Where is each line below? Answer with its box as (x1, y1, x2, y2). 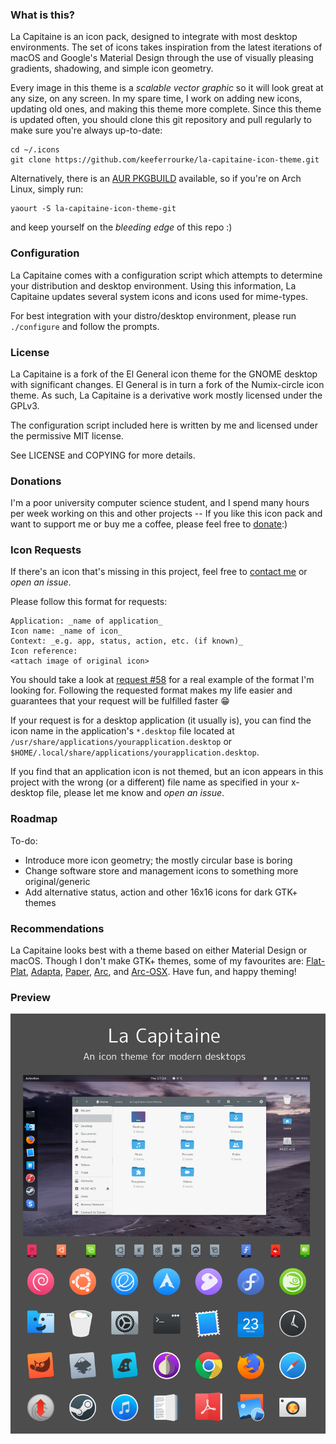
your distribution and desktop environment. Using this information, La (10, 279, 297, 292)
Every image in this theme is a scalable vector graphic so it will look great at (10, 82, 324, 94)
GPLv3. (10, 399, 40, 412)
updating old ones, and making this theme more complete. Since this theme (10, 103, 322, 115)
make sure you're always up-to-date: (10, 124, 163, 137)
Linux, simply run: (10, 183, 84, 195)
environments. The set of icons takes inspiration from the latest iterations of (10, 41, 323, 53)
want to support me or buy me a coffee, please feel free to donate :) (10, 518, 288, 530)
